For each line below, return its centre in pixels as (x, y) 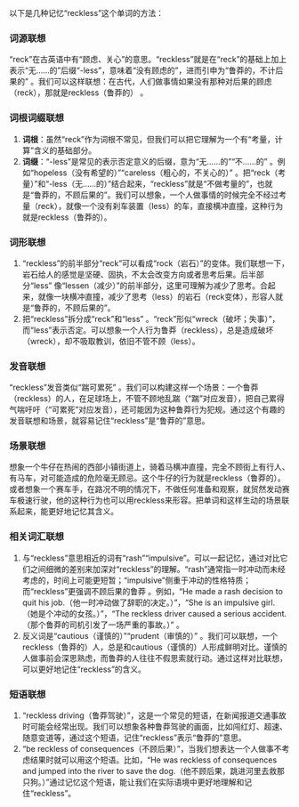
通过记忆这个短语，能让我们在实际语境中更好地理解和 (146, 782)
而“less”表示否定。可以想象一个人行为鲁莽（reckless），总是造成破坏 (148, 330)
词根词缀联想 (37, 118)
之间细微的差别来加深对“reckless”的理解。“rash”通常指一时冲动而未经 (158, 569)
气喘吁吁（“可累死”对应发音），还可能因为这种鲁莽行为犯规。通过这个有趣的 (147, 410)
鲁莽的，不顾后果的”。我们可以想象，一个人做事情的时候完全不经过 (156, 195)
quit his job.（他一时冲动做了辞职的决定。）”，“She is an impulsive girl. (149, 602)
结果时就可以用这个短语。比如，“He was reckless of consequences (154, 760)
